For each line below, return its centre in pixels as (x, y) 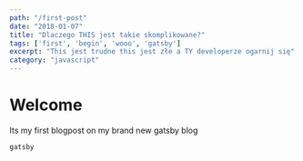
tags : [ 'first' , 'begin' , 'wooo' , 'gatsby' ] (95, 43)
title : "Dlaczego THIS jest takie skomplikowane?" (107, 35)
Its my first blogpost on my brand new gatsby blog (104, 130)
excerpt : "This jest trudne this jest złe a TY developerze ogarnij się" (152, 52)
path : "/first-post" (49, 18)
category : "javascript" (55, 60)
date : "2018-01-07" (46, 26)
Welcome (46, 105)
